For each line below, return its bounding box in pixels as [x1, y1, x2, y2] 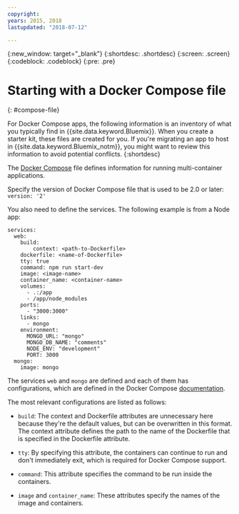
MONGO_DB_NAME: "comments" [26, 339, 107, 346]
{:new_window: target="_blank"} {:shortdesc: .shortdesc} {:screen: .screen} [7, 49, 230, 58]
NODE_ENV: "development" [26, 346, 101, 353]
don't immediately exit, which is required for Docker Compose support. [17, 456, 227, 465]
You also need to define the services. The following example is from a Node [7, 205, 230, 214]
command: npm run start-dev [20, 264, 103, 271]
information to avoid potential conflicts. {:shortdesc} [7, 150, 161, 158]
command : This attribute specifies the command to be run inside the [17, 470, 213, 478]
